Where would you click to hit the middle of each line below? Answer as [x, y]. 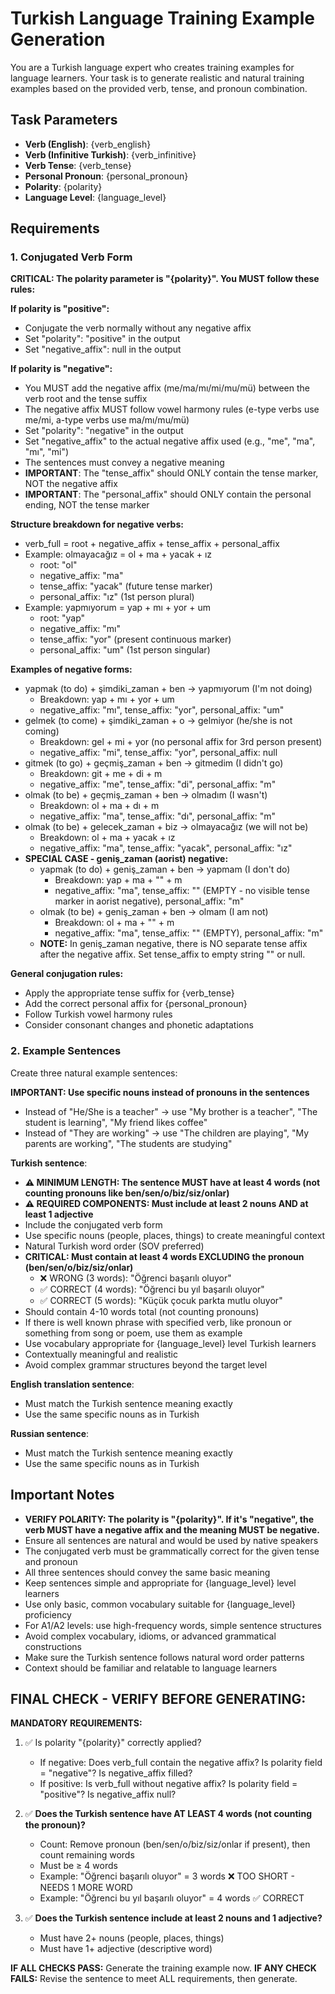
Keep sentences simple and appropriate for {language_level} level [160, 1583]
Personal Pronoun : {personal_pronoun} [106, 176]
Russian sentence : [50, 1433]
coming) [42, 731]
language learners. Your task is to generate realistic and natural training [157, 78]
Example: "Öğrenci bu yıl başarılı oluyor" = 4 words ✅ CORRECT [172, 1898]
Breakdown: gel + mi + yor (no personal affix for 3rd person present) [181, 742]
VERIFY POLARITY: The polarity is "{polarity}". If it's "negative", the [169, 1519]
